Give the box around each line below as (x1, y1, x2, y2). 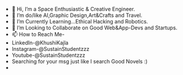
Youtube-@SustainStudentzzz (11, 52, 86, 59)
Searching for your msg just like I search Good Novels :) (11, 58, 148, 64)
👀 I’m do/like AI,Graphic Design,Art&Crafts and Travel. (11, 12, 143, 19)
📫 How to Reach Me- (11, 31, 65, 37)
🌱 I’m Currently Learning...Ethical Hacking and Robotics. (11, 18, 149, 25)
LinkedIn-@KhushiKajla (11, 39, 69, 46)
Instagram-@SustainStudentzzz (11, 46, 90, 52)
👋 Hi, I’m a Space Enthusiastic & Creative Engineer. (11, 6, 135, 12)
